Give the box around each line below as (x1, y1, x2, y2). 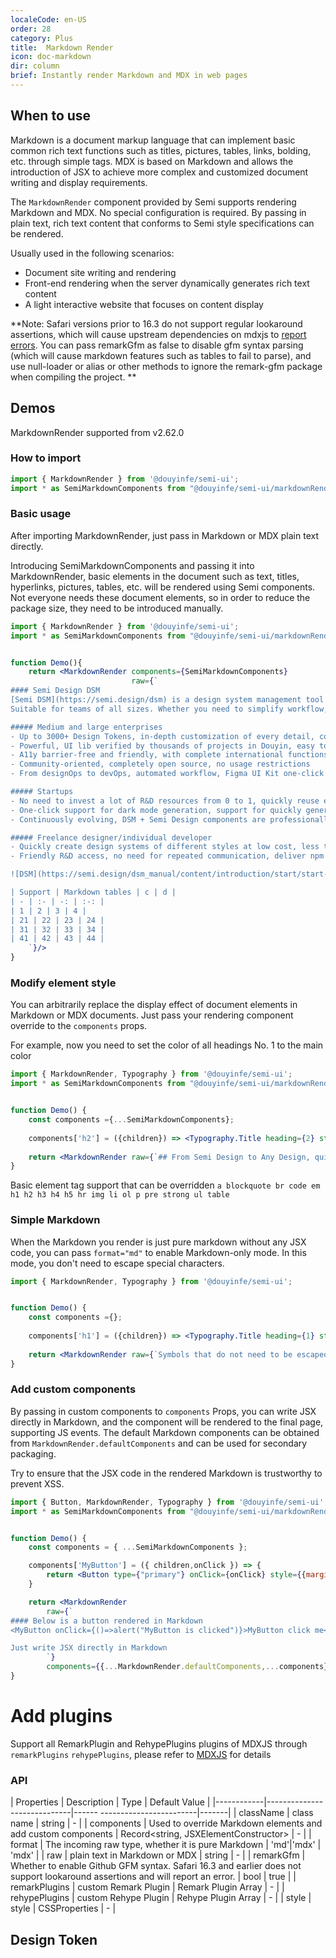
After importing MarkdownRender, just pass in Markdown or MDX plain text (10, 529, 319, 541)
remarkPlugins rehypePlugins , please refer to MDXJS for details (10, 1748, 272, 1760)
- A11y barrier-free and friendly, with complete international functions (10, 750, 329, 760)
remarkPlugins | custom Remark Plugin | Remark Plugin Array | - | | (10, 1881, 285, 1893)
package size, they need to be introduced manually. (10, 602, 224, 614)
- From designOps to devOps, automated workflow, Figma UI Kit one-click (10, 769, 325, 779)
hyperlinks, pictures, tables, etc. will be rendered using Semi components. (10, 581, 316, 593)
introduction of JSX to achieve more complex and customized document (10, 166, 309, 178)
